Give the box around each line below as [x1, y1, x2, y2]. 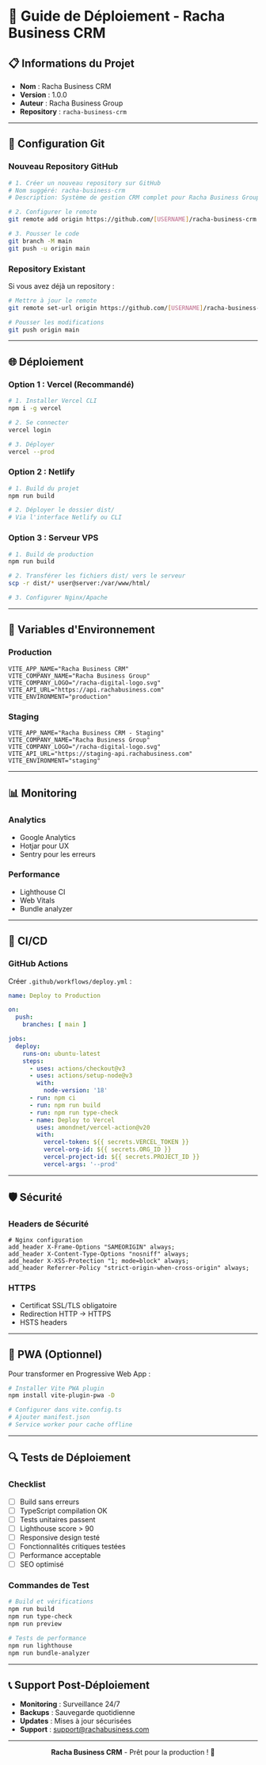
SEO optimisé [19, 1560, 64, 1569]
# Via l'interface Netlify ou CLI [8, 513, 123, 522]
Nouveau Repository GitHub [8, 161, 119, 172]
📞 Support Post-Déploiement [8, 1678, 150, 1692]
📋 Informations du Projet [8, 56, 135, 70]
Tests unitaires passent [19, 1514, 96, 1524]
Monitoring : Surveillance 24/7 [19, 1699, 120, 1709]
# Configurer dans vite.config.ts [8, 1406, 123, 1414]
